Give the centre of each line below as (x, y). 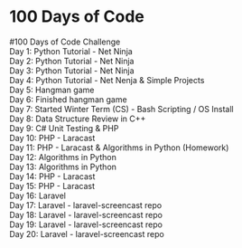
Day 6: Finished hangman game (69, 99)
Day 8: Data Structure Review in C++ (78, 119)
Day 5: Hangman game (52, 90)
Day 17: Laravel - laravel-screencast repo (86, 205)
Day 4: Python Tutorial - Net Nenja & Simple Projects (107, 80)
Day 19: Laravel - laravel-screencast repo (86, 224)
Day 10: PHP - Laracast (52, 138)
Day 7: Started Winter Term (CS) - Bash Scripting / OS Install (121, 109)
